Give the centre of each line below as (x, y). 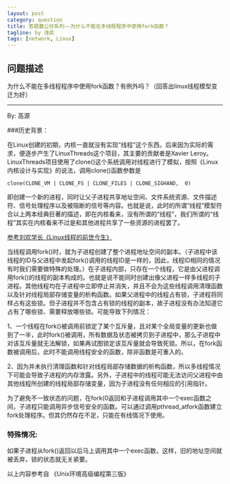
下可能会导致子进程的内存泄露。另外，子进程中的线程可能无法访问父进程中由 (115, 374)
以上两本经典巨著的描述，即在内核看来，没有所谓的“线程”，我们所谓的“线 (116, 214)
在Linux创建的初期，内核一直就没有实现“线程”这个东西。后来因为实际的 (107, 144)
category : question (35, 20)
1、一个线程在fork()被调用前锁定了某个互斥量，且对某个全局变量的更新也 (109, 326)
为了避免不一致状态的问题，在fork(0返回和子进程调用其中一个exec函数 (106, 398)
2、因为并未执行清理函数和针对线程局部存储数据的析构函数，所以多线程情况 (114, 366)
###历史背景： (28, 130)
